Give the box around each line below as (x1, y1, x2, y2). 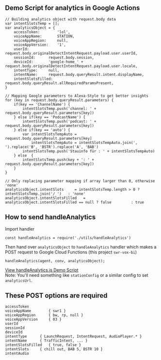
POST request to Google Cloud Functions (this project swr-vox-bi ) (5, 249, 137, 255)
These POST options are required (5, 291, 108, 300)
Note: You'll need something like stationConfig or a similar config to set (5, 272, 149, 278)
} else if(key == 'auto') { (14, 127, 70, 132)
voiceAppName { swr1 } (5, 308, 66, 313)
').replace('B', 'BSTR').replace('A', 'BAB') (5, 144, 98, 149)
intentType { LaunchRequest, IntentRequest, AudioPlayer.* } (5, 334, 142, 339)
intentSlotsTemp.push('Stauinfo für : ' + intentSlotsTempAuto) (22, 148, 155, 154)
